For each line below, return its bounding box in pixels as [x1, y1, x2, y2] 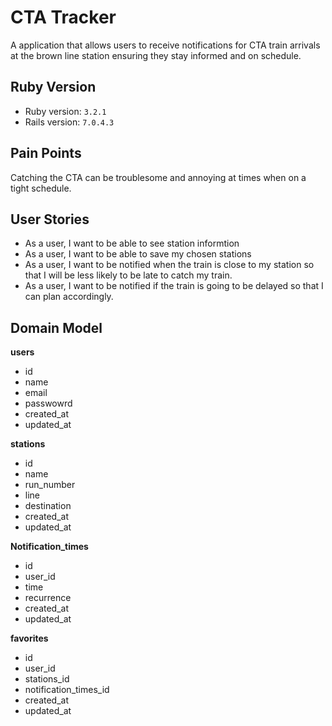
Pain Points [10, 145, 82, 162]
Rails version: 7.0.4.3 [24, 116, 115, 128]
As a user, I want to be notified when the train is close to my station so [24, 259, 315, 271]
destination [24, 500, 72, 512]
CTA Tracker [10, 6, 117, 29]
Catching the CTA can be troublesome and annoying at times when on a [10, 171, 307, 183]
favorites [10, 632, 49, 645]
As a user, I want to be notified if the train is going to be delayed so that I [24, 280, 324, 292]
